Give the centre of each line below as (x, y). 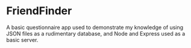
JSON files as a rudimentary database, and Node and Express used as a (96, 33)
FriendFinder (39, 11)
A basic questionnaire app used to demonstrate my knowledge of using (95, 27)
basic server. (22, 40)
